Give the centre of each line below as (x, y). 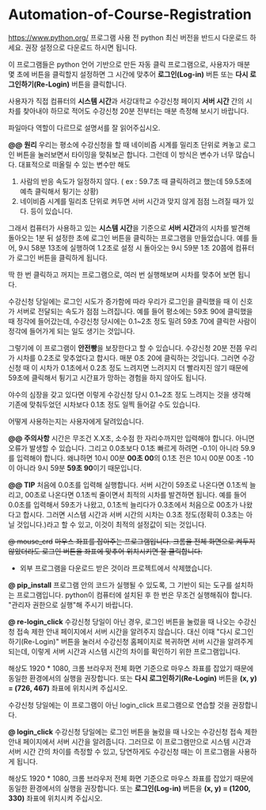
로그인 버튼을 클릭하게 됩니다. (62, 257)
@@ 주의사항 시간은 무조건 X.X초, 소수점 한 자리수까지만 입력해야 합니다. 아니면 (131, 438)
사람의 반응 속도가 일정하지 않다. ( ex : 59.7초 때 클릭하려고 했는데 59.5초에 (135, 181)
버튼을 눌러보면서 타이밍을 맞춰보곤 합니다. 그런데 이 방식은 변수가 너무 (125, 154)
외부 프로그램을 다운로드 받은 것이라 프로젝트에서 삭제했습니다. (116, 568)
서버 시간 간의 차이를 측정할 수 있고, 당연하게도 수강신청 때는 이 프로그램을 (122, 751)
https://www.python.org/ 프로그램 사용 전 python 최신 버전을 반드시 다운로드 (128, 37)
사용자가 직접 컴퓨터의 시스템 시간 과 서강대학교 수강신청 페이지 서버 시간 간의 (126, 101)
